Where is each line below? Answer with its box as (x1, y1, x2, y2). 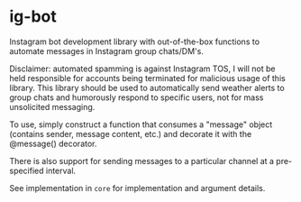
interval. (45, 165, 77, 176)
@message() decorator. (9, 138, 97, 149)
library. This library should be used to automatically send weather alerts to (9, 82, 286, 93)
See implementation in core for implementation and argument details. (9, 182, 266, 193)
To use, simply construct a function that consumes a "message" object (9, 119, 273, 130)
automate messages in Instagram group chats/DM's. (9, 45, 205, 56)
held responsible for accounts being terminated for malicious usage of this (9, 72, 286, 83)
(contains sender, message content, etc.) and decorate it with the (9, 128, 252, 139)
